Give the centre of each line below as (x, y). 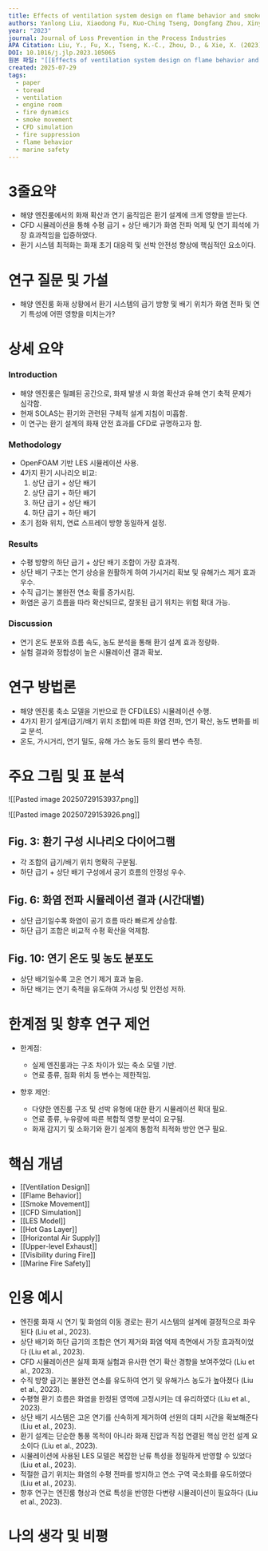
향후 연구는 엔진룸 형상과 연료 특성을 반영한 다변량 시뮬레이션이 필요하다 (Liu (139, 1493)
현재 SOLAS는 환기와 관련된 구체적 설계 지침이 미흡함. (104, 413)
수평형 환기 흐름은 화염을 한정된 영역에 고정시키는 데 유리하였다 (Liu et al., (135, 1398)
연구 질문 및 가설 (59, 280)
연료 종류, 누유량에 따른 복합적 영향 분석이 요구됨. (108, 1118)
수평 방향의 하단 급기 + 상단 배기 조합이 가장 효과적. (100, 562)
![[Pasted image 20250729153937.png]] (74, 799)
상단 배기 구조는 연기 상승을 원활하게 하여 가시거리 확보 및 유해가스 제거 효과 (138, 572)
